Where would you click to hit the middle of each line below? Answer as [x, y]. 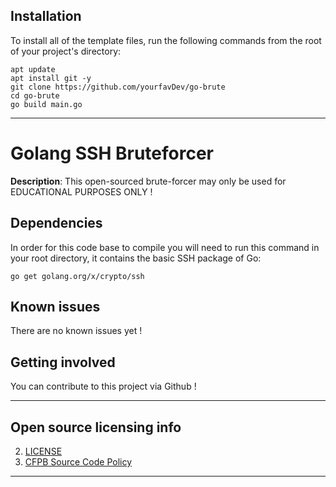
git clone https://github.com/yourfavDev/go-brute [118, 87]
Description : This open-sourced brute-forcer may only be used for [148, 181]
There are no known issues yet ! [76, 331]
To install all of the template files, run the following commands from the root [166, 40]
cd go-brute [35, 95]
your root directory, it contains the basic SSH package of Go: [136, 258]
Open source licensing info [96, 427]
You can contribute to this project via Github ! [103, 386]
